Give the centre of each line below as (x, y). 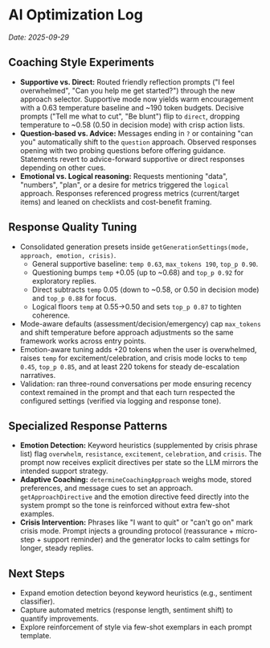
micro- (247, 531)
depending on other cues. (63, 168)
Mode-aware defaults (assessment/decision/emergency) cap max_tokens (140, 323)
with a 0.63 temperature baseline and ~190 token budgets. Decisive (132, 107)
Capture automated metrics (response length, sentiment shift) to (126, 610)
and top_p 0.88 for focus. (74, 298)
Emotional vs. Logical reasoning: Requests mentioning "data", (124, 176)
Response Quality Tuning (73, 227)
